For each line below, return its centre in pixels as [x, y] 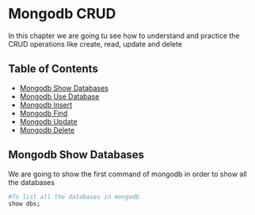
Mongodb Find [44, 113]
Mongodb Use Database [59, 96]
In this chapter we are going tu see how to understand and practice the [124, 36]
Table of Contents [53, 69]
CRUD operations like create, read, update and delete [95, 43]
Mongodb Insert [46, 104]
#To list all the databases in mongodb [74, 197]
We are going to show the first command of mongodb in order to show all [127, 174]
